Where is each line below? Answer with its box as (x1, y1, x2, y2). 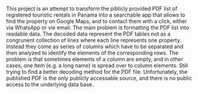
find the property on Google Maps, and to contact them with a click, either (6, 18, 187, 24)
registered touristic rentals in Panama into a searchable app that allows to (6, 11, 186, 18)
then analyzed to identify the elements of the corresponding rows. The (6, 49, 179, 56)
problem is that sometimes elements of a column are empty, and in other (6, 56, 184, 62)
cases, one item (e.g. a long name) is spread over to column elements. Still (6, 62, 189, 69)
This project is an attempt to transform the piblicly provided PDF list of (6, 5, 178, 12)
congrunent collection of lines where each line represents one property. (6, 37, 182, 43)
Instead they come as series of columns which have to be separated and (6, 43, 184, 50)
